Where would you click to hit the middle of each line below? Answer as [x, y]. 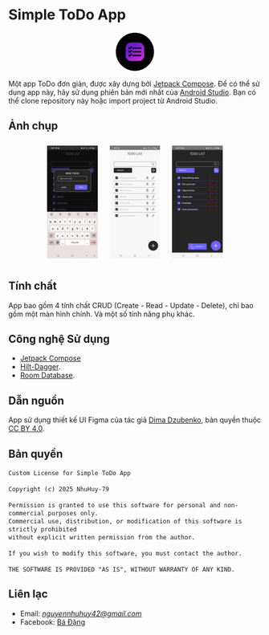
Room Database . [47, 376]
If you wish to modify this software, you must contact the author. [125, 553]
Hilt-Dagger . [40, 367]
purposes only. [73, 513]
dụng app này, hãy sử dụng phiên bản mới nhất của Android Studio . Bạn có [132, 92]
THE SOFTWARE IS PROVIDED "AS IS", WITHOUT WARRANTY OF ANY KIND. [122, 569]
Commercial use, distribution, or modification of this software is [125, 521]
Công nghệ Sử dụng [59, 339]
